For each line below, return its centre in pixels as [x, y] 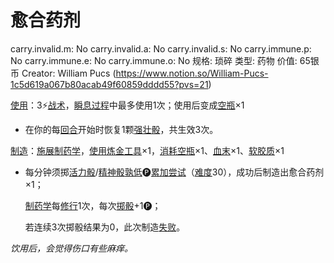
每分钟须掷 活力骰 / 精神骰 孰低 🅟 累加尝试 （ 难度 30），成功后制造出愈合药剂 [174, 172]
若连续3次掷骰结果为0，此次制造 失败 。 [105, 227]
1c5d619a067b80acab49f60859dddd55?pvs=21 [109, 84]
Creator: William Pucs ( [69, 73]
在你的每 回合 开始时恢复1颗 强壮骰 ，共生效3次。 [121, 129]
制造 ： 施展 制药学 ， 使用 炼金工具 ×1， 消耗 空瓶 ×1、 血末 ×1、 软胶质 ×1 [147, 150]
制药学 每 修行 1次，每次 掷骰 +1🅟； [93, 205]
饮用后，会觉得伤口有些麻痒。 [71, 248]
